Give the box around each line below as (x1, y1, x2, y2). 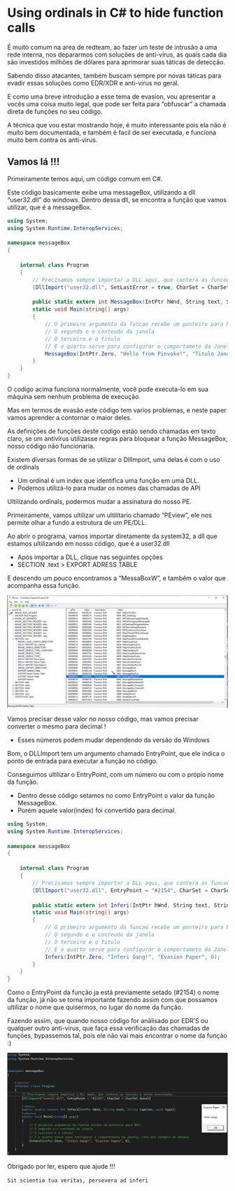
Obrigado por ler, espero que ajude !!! (7, 1162, 115, 1170)
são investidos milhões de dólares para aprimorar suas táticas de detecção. (7, 57, 226, 66)
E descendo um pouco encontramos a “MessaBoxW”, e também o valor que (7, 574, 226, 582)
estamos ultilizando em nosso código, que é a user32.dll (7, 540, 170, 547)
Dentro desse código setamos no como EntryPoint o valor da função (17, 791, 215, 799)
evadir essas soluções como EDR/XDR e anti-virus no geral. (7, 78, 180, 87)
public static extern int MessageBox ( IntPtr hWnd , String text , (32, 299, 224, 306)
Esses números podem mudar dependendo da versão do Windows (17, 735, 210, 744)
